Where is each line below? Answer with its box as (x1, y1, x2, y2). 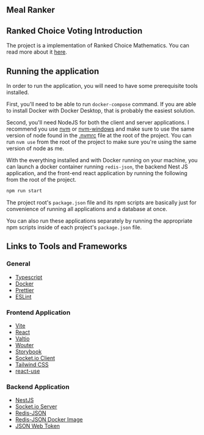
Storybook (15, 348, 42, 355)
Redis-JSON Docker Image (15, 416, 83, 423)
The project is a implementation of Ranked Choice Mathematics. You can (6, 42, 189, 49)
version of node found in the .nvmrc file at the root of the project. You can (6, 132, 192, 139)
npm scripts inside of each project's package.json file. (6, 223, 142, 231)
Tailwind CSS (15, 361, 49, 368)
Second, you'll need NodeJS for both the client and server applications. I (6, 119, 189, 126)
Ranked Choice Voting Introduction (6, 26, 142, 36)
